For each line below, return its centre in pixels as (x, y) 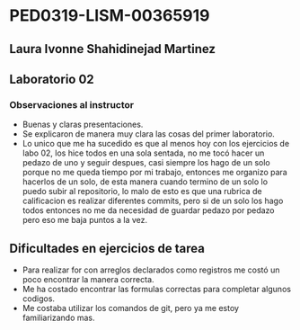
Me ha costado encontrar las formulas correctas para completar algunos (157, 290)
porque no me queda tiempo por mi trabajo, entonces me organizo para (154, 173)
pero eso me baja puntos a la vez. (85, 220)
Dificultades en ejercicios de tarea (107, 248)
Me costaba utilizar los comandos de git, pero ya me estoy (131, 308)
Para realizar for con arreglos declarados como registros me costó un (151, 270)
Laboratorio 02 (52, 79)
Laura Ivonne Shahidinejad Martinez (113, 49)
